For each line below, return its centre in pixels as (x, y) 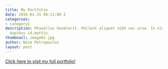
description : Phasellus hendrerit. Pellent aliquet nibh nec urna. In (80, 28)
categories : (17, 19)
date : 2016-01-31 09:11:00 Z (35, 14)
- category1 (17, 24)
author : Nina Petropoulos (32, 42)
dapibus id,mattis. (30, 33)
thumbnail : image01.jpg (30, 38)
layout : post (19, 47)
